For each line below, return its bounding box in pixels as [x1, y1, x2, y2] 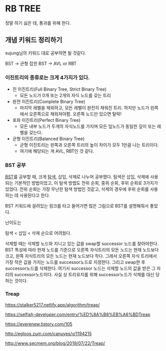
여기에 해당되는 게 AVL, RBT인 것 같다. [19, 148, 94, 154]
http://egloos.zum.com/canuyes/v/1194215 [5, 330, 92, 337]
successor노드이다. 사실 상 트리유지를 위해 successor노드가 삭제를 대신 [14, 272, 155, 278]
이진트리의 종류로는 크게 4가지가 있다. [5, 74, 90, 81]
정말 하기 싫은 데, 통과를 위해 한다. [5, 20, 71, 26]
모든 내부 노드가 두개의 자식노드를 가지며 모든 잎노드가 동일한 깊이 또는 [19, 123, 156, 129]
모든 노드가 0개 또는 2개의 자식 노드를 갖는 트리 [19, 93, 111, 99]
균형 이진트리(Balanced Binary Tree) [12, 136, 85, 142]
